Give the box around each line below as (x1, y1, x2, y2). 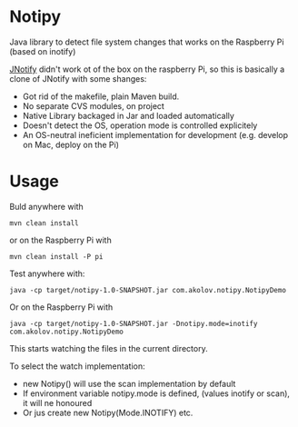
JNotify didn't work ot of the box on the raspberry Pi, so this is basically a (9, 64, 285, 74)
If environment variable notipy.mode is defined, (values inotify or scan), (22, 388, 291, 399)
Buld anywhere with (9, 201, 84, 212)
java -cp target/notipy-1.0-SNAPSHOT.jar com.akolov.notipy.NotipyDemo (9, 285, 286, 294)
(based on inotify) (9, 45, 76, 56)
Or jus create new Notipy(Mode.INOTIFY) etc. (22, 407, 194, 418)
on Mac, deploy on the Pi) (22, 139, 120, 150)
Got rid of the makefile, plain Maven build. (22, 91, 180, 102)
